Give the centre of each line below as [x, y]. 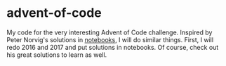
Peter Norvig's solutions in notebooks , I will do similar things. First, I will [110, 39]
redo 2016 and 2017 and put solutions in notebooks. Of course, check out [113, 47]
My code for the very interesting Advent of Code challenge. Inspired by [109, 32]
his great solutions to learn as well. [57, 55]
